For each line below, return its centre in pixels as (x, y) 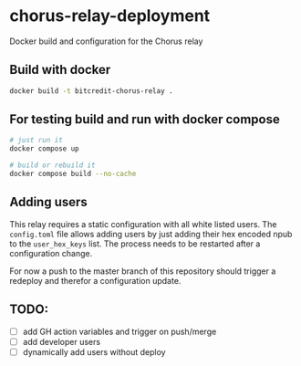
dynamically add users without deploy (94, 351)
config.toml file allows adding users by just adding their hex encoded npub (151, 234)
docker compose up (44, 149)
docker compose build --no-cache (73, 174)
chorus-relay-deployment (110, 16)
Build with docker (60, 70)
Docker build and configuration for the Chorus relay (106, 41)
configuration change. (51, 253)
